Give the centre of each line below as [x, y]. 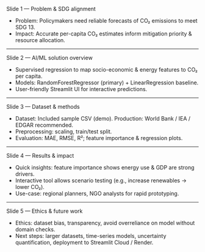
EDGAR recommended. [44, 125]
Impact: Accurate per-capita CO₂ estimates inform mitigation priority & [103, 34]
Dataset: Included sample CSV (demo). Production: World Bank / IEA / [103, 118]
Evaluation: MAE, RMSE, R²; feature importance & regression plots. [99, 138]
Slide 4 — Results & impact [40, 156]
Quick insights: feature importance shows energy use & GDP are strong [105, 167]
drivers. [25, 174]
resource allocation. [40, 40]
